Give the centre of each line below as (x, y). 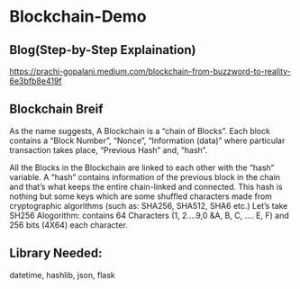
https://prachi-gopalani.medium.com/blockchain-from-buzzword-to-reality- (150, 71)
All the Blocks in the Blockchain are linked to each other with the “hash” (142, 167)
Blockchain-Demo (78, 17)
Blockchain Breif (56, 109)
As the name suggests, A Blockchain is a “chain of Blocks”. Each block (140, 131)
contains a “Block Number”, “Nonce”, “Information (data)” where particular (147, 140)
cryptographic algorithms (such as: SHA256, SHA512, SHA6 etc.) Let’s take (149, 205)
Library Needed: (56, 253)
